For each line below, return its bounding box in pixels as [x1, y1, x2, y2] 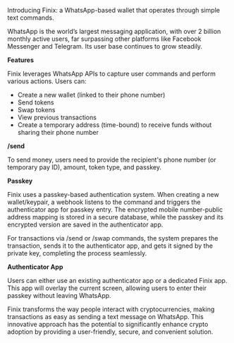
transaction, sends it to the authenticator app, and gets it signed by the [7, 241, 214, 250]
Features [7, 56, 34, 64]
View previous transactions [17, 113, 97, 121]
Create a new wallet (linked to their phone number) [17, 91, 166, 99]
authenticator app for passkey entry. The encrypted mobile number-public [7, 205, 223, 214]
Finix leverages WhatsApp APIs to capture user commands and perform [7, 70, 216, 78]
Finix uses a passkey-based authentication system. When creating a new [7, 191, 220, 198]
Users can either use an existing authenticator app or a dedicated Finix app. [7, 277, 228, 284]
